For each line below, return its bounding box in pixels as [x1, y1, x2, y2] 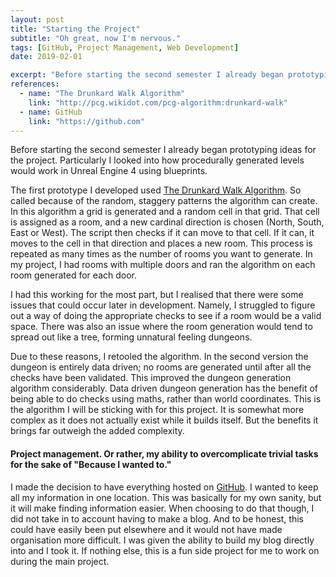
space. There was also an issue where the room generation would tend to [10, 321, 313, 333]
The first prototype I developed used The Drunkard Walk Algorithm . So [10, 184, 302, 196]
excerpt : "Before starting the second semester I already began [10, 70, 284, 80]
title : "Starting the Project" [10, 24, 141, 34]
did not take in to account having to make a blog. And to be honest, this [10, 512, 304, 525]
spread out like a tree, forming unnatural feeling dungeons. [10, 331, 253, 343]
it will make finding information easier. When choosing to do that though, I [10, 502, 315, 514]
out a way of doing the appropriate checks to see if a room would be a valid [10, 310, 322, 322]
